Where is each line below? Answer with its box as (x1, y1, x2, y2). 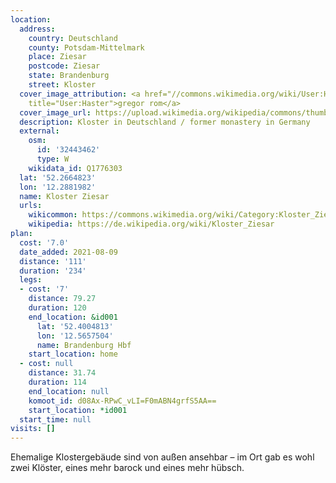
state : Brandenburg (28, 71, 110, 81)
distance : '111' (19, 256, 87, 266)
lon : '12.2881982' (19, 182, 97, 192)
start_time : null (19, 414, 92, 425)
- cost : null (19, 359, 74, 369)
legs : (19, 275, 43, 285)
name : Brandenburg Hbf (36, 340, 132, 350)
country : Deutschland (28, 33, 118, 43)
